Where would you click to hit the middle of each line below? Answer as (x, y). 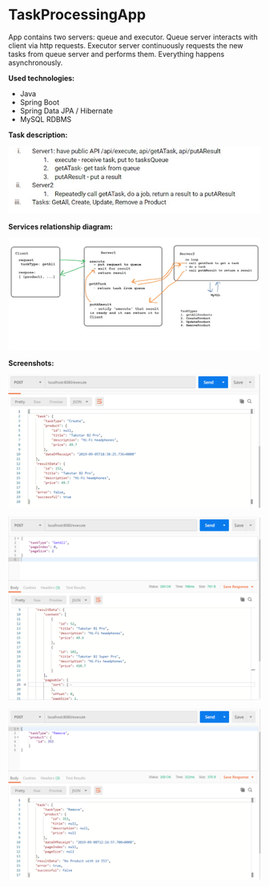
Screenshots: (31, 363)
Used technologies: (42, 78)
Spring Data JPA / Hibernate (66, 111)
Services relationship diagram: (61, 226)
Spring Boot (40, 102)
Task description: (38, 135)
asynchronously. (36, 63)
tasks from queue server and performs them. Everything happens (116, 54)
